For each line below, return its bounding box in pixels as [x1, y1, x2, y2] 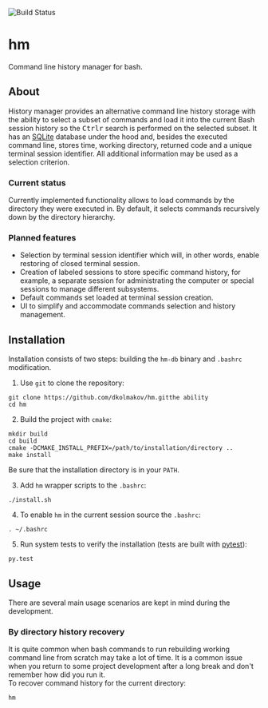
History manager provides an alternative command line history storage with [8, 106, 256, 116]
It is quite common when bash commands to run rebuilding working [8, 644, 230, 654]
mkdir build [8, 430, 48, 439]
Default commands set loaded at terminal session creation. [19, 292, 214, 303]
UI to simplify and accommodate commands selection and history [19, 301, 236, 311]
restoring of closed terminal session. [19, 259, 140, 268]
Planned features [8, 232, 77, 243]
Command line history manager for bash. [8, 62, 143, 71]
